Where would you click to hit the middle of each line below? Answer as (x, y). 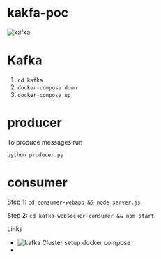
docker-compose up (44, 95)
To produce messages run (45, 142)
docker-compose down (47, 88)
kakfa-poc (38, 13)
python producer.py (36, 155)
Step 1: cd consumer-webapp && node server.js (74, 202)
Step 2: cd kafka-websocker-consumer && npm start (81, 215)
